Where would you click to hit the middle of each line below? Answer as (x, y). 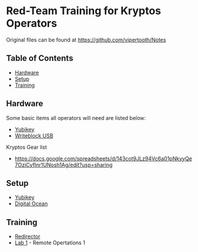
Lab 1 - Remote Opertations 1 (50, 243)
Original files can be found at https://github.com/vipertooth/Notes (86, 40)
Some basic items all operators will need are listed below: (76, 118)
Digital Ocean (31, 204)
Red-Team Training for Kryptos (84, 11)
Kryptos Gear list (27, 147)
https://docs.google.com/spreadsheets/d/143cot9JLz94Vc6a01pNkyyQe (103, 158)
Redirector (27, 237)
